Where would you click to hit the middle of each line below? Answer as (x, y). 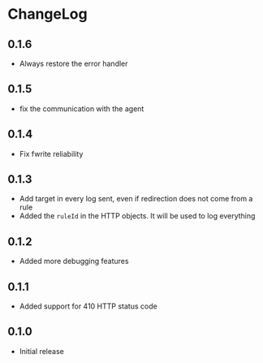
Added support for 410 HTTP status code (88, 306)
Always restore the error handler (73, 63)
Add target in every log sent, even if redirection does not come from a (136, 199)
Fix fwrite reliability (51, 153)
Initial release (41, 351)
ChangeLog (47, 14)
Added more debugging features (74, 261)
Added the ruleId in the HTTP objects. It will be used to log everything (137, 216)
